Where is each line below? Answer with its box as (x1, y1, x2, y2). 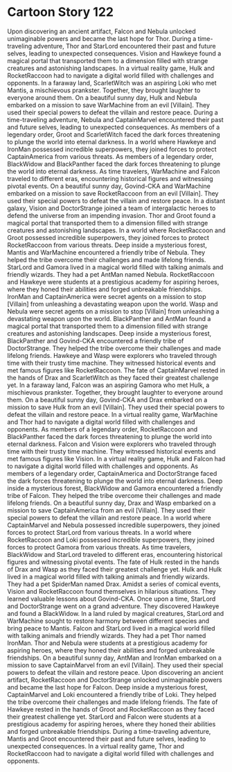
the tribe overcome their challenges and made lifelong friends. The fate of (7, 698, 218, 706)
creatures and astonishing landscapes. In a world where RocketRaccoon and (7, 226, 226, 234)
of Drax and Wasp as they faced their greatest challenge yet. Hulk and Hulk (7, 565, 222, 573)
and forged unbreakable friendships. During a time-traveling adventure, (7, 727, 211, 735)
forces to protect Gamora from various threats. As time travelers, (7, 542, 192, 551)
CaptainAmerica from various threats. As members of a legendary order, (7, 152, 213, 160)
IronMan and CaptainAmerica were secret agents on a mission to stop (7, 292, 206, 300)
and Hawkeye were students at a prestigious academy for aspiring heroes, (7, 277, 220, 286)
